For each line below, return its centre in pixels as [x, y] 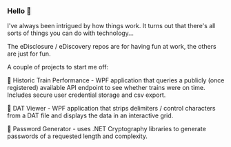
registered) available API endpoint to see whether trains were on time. [106, 88]
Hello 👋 [19, 11]
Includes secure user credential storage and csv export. [87, 95]
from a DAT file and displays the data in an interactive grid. [90, 115]
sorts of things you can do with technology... [71, 33]
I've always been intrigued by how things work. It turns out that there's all [111, 26]
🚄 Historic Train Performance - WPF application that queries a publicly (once [116, 80]
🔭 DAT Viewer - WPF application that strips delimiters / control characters [111, 109]
